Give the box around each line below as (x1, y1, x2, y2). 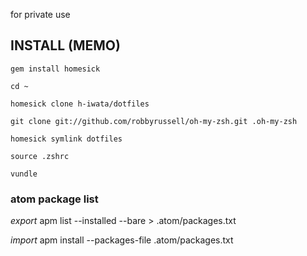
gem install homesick (10, 64, 101, 74)
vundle (10, 169, 38, 179)
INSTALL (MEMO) (10, 37, 121, 54)
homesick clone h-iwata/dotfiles (10, 99, 150, 109)
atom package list (10, 192, 99, 206)
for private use (10, 9, 71, 20)
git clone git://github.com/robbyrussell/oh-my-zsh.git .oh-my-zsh (10, 116, 298, 126)
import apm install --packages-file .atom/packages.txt (10, 234, 234, 246)
